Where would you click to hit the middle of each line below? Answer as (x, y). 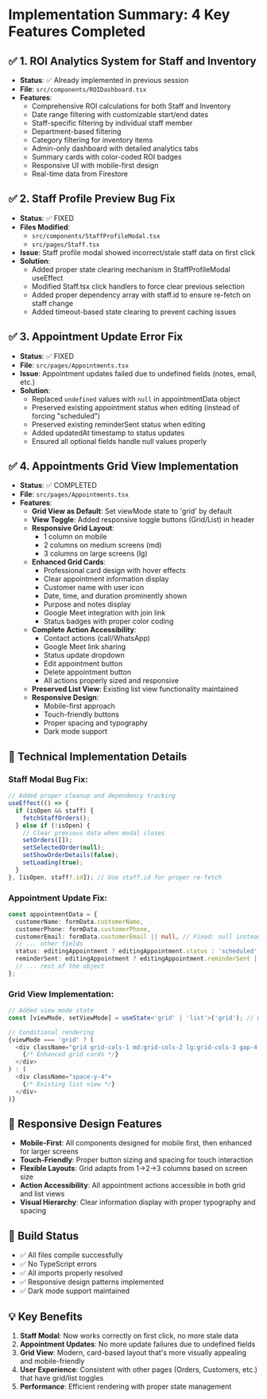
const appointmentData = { (53, 914)
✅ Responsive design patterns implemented (92, 1282)
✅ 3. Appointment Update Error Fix (96, 337)
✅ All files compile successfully (71, 1255)
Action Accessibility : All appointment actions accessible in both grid (132, 1185)
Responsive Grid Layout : (73, 529)
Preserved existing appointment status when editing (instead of (135, 407)
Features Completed (77, 31)
